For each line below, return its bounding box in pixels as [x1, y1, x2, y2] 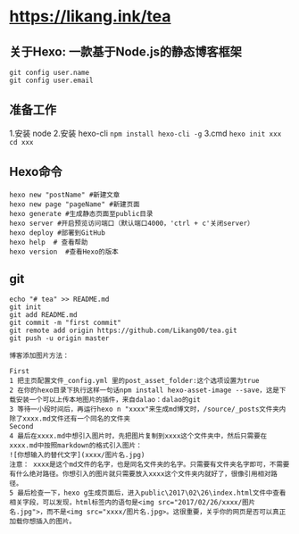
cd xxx [9, 138, 34, 146]
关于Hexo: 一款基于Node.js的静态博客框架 [9, 44, 243, 59]
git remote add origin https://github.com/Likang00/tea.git [9, 326, 238, 336]
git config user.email [9, 76, 94, 85]
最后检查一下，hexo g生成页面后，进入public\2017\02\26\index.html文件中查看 [17, 488, 287, 497]
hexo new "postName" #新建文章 [9, 190, 120, 199]
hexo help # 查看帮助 [9, 238, 88, 246]
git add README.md [9, 311, 78, 320]
